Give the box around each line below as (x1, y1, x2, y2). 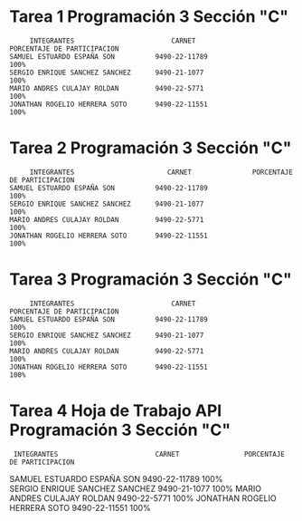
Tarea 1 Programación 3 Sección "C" (9, 6, 289, 27)
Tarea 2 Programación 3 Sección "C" (9, 138, 292, 159)
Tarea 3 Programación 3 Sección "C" (9, 269, 292, 290)
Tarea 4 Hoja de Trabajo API (9, 400, 222, 420)
